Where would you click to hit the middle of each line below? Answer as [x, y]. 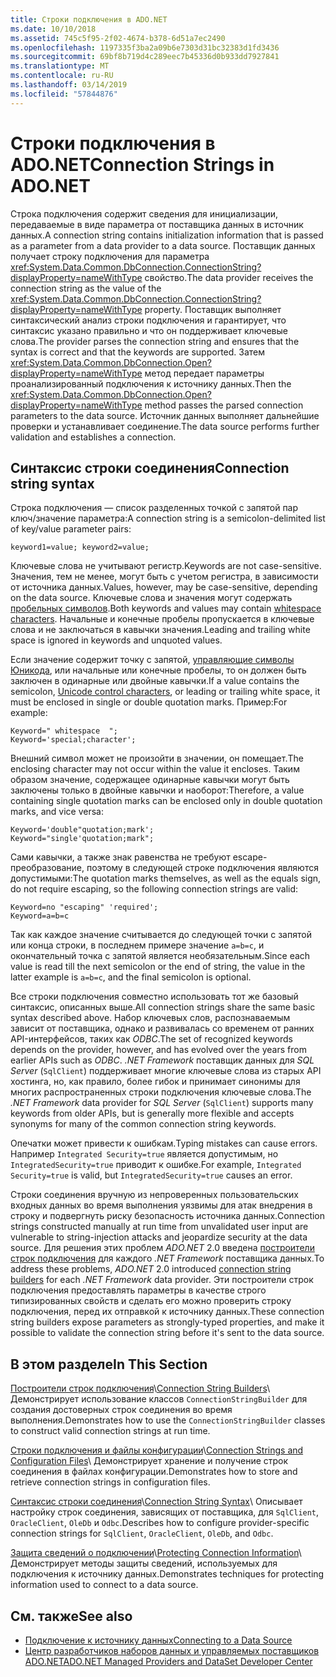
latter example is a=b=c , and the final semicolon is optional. [131, 977]
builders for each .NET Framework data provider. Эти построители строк [162, 1280]
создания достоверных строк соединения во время [121, 1410]
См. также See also [71, 1616]
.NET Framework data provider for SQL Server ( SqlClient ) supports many [162, 1103]
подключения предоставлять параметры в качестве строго [138, 1290]
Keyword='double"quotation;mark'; [82, 830]
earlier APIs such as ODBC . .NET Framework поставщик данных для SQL [162, 1060]
